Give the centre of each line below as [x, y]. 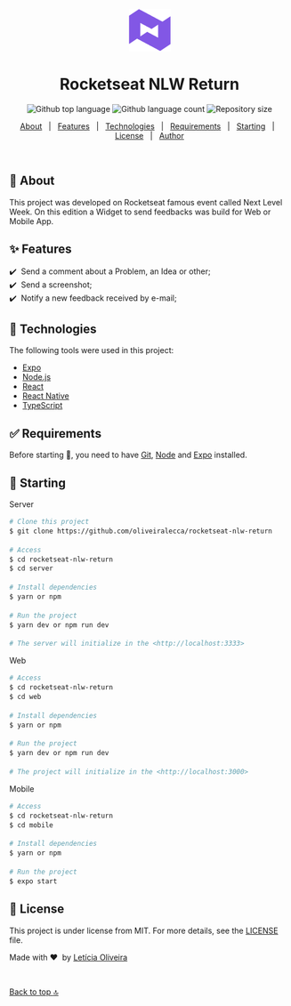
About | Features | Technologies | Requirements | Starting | [147, 126]
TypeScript [42, 406]
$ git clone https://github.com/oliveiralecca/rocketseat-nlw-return [141, 531]
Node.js [36, 377]
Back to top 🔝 [34, 992]
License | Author [150, 135]
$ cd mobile [31, 825]
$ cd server [31, 568]
